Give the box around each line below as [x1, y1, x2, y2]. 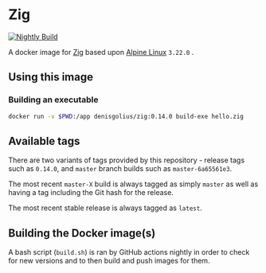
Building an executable [8, 94, 99, 105]
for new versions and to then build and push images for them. [8, 256, 210, 266]
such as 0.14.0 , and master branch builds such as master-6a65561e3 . [8, 164, 233, 174]
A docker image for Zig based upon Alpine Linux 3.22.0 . [8, 47, 194, 57]
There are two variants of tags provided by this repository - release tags [8, 155, 245, 165]
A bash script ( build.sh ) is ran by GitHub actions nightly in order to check [8, 248, 250, 257]
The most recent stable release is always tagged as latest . [8, 203, 203, 213]
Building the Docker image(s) [8, 226, 156, 240]
